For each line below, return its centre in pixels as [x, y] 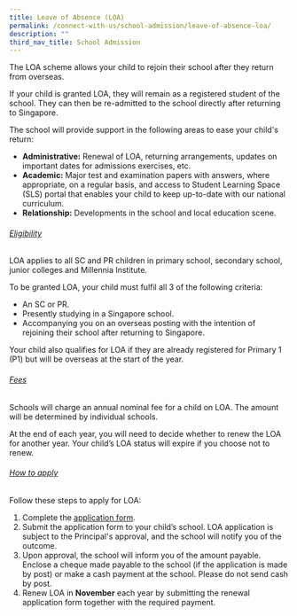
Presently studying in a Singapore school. [98, 314]
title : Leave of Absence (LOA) [67, 17]
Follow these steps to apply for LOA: [75, 500]
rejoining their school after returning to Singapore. [113, 332]
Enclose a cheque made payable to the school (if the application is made [155, 565]
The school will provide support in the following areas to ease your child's [144, 130]
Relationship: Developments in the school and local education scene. [149, 213]
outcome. [39, 545]
